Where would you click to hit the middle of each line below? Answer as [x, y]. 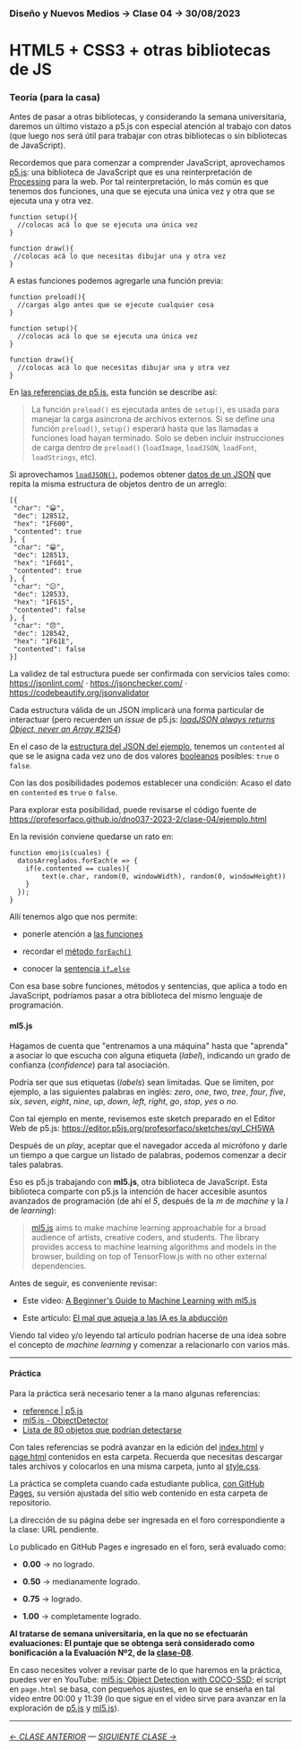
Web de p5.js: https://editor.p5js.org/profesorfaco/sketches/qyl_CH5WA [142, 1128]
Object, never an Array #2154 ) [65, 729]
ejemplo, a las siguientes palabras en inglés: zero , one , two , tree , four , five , [148, 1092]
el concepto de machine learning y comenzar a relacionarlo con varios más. [150, 1344]
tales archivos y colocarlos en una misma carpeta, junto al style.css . [135, 1466]
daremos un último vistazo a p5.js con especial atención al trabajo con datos [150, 126]
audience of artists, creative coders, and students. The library [145, 1237]
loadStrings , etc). [64, 457]
